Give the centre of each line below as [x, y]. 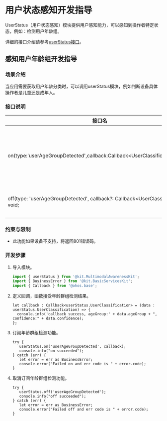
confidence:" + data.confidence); [48, 319]
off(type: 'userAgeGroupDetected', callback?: [61, 198]
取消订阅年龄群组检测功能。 [41, 378]
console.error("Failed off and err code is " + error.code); [84, 410]
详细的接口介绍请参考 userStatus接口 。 [44, 42]
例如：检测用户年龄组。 [38, 31]
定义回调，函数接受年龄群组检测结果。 [51, 296]
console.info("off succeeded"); [53, 397]
